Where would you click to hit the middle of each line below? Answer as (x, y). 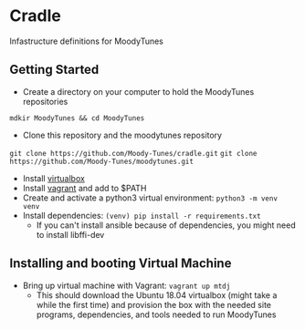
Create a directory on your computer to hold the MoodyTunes (138, 91)
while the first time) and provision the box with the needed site (154, 304)
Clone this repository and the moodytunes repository (122, 135)
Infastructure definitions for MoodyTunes (87, 41)
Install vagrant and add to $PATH (84, 188)
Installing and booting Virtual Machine (121, 264)
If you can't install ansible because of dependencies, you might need (166, 225)
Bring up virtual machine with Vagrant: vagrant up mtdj (126, 285)
